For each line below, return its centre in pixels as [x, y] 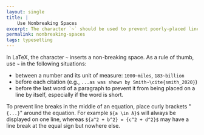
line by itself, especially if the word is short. [69, 95]
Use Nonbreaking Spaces [47, 23]
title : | [17, 18]
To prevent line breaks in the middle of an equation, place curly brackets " [99, 106]
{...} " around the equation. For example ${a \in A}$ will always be [91, 113]
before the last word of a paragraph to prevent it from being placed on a [105, 88]
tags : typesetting [29, 40]
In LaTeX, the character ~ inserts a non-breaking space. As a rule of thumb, [100, 57]
